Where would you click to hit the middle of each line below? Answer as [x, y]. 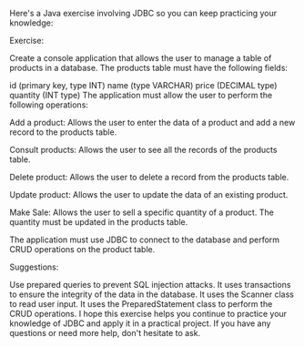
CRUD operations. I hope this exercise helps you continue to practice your [148, 314]
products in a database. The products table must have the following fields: [149, 68]
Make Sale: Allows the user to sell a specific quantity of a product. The [142, 212]
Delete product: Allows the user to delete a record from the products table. [149, 177]
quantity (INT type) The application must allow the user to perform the [141, 95]
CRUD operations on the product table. [82, 249]
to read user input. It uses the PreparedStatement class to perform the [141, 304]
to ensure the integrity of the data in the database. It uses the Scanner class [152, 294]
